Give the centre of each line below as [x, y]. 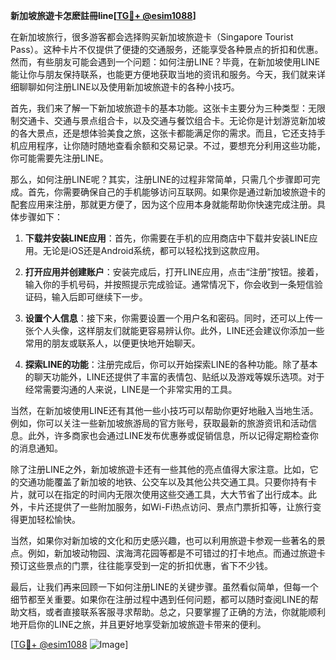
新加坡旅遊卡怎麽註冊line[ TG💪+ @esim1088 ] [103, 15]
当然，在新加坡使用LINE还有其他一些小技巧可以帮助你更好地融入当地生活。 [164, 410]
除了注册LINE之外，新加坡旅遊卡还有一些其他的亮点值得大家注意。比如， [160, 469]
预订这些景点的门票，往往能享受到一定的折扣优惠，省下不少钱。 [141, 565]
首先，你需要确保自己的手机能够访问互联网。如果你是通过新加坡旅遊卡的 [176, 192]
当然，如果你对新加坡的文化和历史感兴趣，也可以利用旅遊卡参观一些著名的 [163, 540]
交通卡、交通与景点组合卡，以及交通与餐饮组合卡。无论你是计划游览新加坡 [172, 120]
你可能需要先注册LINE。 [59, 158]
